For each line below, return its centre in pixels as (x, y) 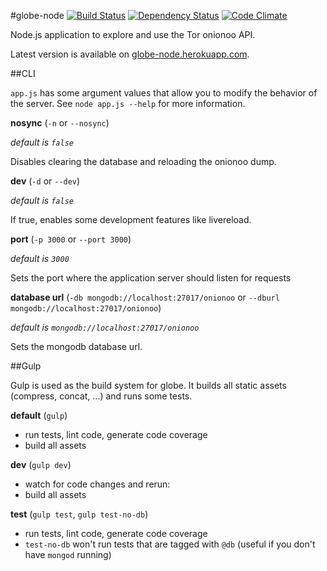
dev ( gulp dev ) (41, 464)
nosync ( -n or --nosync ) (60, 123)
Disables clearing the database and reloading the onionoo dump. (143, 161)
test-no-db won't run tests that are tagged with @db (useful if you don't (170, 544)
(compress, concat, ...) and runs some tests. (101, 396)
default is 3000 (40, 258)
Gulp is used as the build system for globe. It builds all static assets (148, 385)
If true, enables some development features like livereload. (131, 219)
